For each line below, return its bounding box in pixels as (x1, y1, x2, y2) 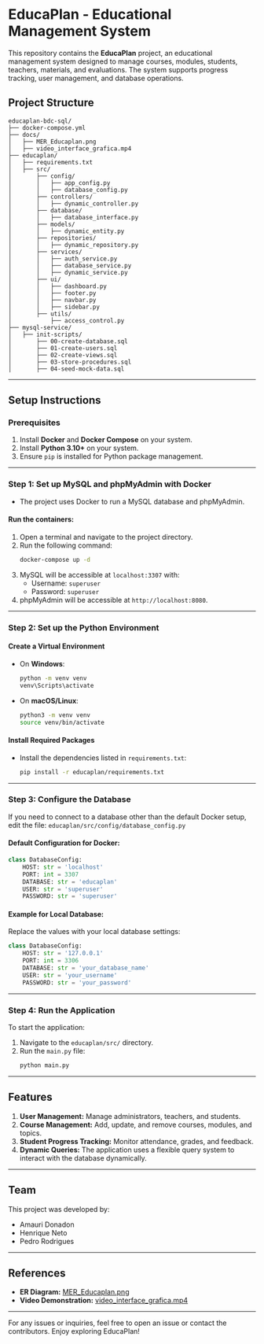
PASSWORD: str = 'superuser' (22, 892, 118, 900)
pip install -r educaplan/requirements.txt (19, 768, 165, 776)
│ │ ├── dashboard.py (8, 282, 108, 290)
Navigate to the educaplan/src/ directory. (19, 1038, 153, 1047)
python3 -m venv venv (19, 711, 91, 719)
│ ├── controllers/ (8, 193, 93, 201)
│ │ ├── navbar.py (8, 296, 97, 304)
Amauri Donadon (19, 1220, 75, 1229)
